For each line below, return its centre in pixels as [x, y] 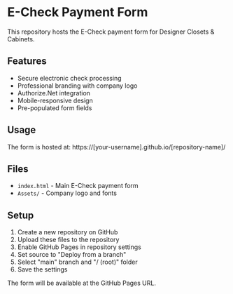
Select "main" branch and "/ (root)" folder [77, 262]
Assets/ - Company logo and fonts [67, 193]
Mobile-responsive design [55, 100]
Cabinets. [21, 39]
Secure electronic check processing [69, 78]
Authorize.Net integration [54, 93]
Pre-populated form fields [55, 108]
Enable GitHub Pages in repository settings [79, 247]
